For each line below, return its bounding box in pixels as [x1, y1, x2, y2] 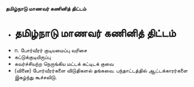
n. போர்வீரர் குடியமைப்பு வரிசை [14, 46, 87, 53]
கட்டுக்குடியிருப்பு [14, 53, 51, 61]
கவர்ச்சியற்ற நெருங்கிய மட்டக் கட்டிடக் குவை [14, 60, 114, 67]
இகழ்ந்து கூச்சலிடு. [14, 73, 57, 80]
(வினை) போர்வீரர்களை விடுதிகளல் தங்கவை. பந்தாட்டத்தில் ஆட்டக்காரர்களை [14, 67, 188, 74]
